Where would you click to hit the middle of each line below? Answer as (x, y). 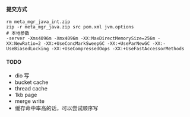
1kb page (26, 95)
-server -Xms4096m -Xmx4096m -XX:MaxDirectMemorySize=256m (81, 38)
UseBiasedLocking (28, 49)
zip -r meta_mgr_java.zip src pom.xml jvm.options (70, 27)
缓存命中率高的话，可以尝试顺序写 (56, 108)
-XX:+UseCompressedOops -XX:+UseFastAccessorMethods (118, 49)
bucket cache (31, 82)
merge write (29, 101)
